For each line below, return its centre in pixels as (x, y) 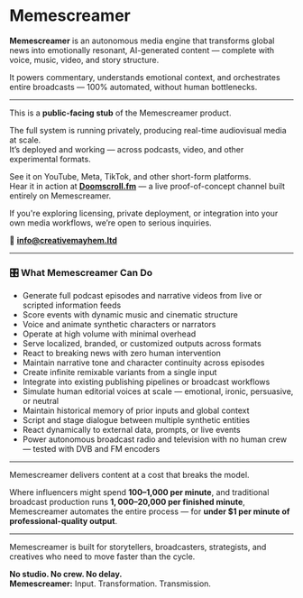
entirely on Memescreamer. (60, 196)
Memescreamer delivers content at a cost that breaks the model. (129, 475)
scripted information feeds (72, 305)
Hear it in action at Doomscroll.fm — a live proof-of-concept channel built (147, 186)
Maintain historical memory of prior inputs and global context (136, 410)
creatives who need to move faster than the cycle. (102, 557)
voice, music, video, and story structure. (84, 60)
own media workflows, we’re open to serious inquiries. (110, 223)
